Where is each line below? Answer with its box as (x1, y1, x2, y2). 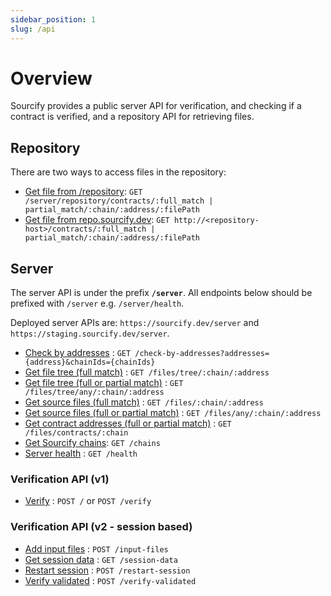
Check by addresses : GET (24, 347, 132, 359)
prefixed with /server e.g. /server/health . (10, 297, 185, 310)
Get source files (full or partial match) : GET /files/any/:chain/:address (24, 407, 322, 419)
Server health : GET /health (24, 447, 138, 460)
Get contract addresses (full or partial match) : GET (24, 417, 232, 430)
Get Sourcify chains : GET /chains (24, 437, 161, 449)
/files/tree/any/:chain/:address (24, 387, 165, 398)
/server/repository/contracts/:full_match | (24, 196, 214, 206)
